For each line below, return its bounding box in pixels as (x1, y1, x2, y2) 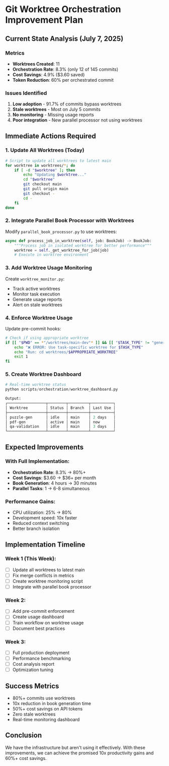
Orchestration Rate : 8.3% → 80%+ (12, 469, 87, 475)
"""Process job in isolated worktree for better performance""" (14, 243, 152, 248)
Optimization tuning (12, 667, 54, 673)
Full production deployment (12, 650, 69, 656)
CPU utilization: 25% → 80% (12, 509, 72, 515)
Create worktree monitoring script (12, 578, 83, 584)
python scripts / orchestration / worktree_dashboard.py (5, 387, 118, 392)
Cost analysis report (12, 661, 54, 667)
